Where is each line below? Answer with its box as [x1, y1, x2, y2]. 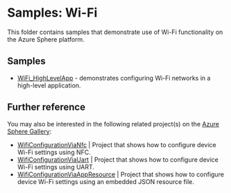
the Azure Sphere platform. [7, 35, 85, 43]
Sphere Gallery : [7, 127, 52, 135]
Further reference [7, 101, 85, 113]
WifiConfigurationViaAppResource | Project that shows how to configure [17, 170, 224, 178]
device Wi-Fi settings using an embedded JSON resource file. [17, 177, 194, 185]
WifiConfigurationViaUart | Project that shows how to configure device [17, 155, 219, 164]
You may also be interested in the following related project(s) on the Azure [7, 119, 220, 128]
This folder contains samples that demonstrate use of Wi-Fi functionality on [7, 28, 223, 36]
